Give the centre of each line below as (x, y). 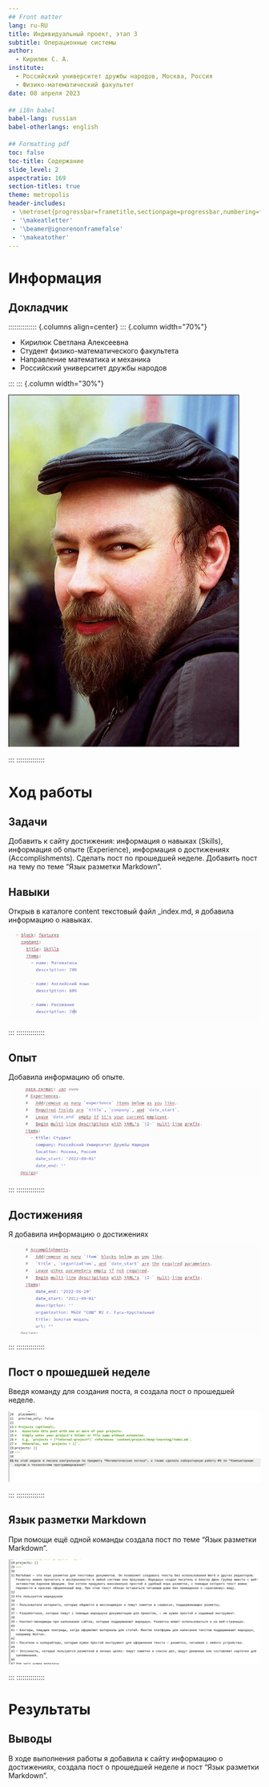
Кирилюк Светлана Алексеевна (74, 342)
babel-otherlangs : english (53, 127)
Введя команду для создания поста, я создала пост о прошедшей (121, 1392)
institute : (26, 68)
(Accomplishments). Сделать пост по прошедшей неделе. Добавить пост (133, 858)
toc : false (26, 153)
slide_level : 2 (34, 170)
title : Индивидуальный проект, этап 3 (73, 34)
